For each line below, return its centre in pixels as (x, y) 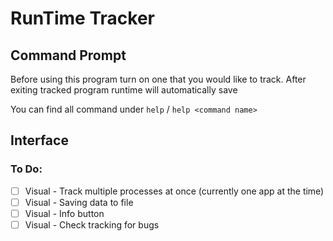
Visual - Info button (64, 213)
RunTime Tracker (82, 18)
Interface (39, 140)
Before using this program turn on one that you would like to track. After (158, 79)
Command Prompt (68, 55)
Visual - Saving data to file (79, 202)
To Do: (26, 169)
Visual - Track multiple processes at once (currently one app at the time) (174, 191)
